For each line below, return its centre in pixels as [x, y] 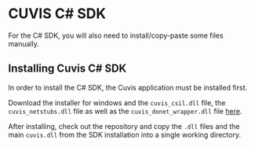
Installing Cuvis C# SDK [67, 69]
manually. [24, 43]
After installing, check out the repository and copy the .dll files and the [124, 126]
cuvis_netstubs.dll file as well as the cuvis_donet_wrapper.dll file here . [125, 111]
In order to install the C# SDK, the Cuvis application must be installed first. [128, 87]
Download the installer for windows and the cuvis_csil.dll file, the [117, 102]
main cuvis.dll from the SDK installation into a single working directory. [125, 134]
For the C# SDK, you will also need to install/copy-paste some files [116, 35]
